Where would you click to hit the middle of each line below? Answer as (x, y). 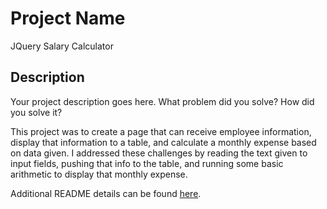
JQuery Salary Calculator (62, 46)
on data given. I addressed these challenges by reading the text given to (159, 153)
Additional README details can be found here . (106, 193)
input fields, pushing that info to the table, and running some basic (147, 163)
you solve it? (36, 112)
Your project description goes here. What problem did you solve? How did (162, 101)
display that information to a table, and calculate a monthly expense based (163, 142)
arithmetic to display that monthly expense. (99, 174)
